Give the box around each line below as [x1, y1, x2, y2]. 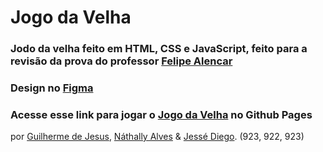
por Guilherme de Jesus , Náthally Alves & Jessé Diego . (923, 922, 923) [10, 131, 305, 143]
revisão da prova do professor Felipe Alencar [10, 54, 233, 68]
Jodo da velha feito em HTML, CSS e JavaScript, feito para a [10, 42, 308, 56]
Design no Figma [10, 81, 94, 95]
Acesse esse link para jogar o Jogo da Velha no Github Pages [10, 107, 313, 121]
